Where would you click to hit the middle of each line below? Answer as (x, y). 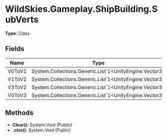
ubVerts (22, 20)
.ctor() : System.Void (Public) (42, 130)
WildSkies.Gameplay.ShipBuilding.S (82, 9)
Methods (19, 113)
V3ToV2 (17, 87)
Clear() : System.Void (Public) (42, 125)
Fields (15, 49)
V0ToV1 (17, 71)
